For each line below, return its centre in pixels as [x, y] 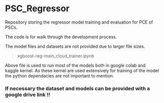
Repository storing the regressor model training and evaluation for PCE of [79, 22]
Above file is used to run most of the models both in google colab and [75, 65]
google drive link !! [28, 95]
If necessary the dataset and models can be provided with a [78, 88]
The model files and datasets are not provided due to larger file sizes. [75, 46]
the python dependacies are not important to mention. [59, 76]
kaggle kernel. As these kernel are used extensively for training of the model [82, 70]
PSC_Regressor [37, 9]
